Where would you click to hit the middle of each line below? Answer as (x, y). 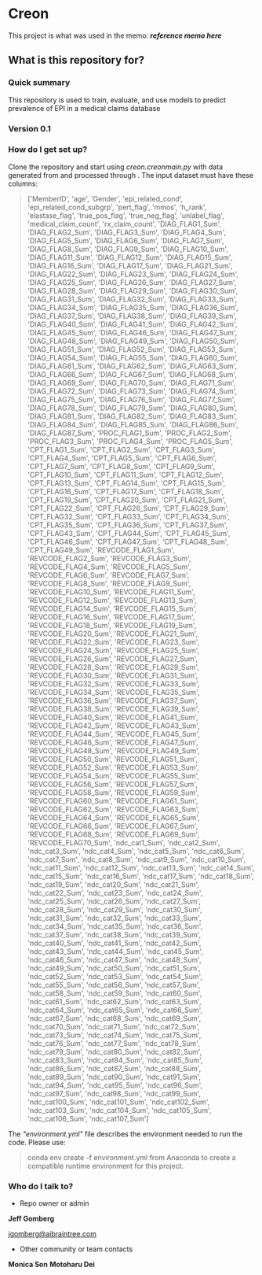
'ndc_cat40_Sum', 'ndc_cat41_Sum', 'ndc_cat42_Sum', (114, 943)
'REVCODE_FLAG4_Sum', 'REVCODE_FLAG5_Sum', (109, 567)
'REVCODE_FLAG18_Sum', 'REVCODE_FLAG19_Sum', (112, 625)
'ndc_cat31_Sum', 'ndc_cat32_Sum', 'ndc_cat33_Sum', (114, 918)
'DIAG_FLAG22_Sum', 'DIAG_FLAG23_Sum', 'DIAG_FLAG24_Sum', (133, 274)
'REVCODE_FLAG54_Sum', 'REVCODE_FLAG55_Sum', (113, 775)
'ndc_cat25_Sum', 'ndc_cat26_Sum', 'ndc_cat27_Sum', (114, 901)
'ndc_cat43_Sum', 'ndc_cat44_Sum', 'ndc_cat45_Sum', (115, 951)
